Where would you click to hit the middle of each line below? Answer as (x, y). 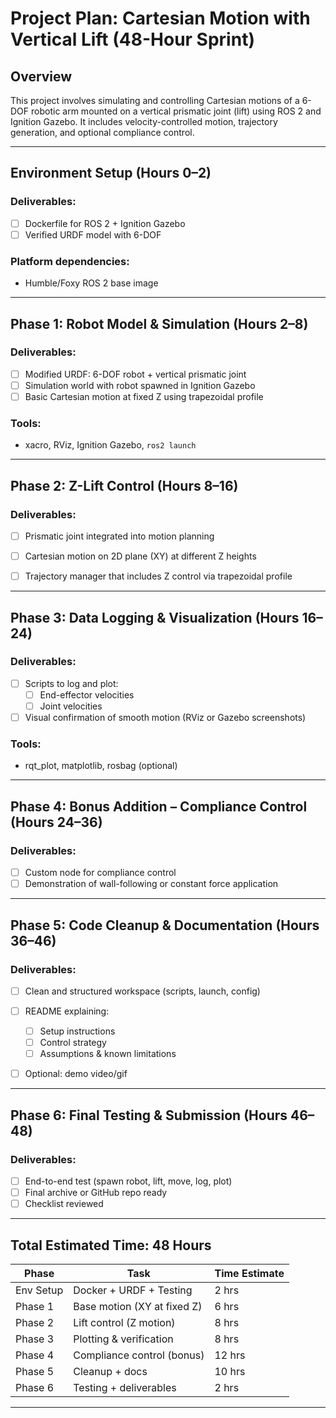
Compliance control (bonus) (139, 1355)
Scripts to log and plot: (71, 683)
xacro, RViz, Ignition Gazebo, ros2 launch (110, 445)
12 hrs (230, 1355)
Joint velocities (71, 706)
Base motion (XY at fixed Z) (138, 1306)
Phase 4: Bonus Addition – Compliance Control (159, 806)
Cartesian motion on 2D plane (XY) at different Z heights (140, 556)
